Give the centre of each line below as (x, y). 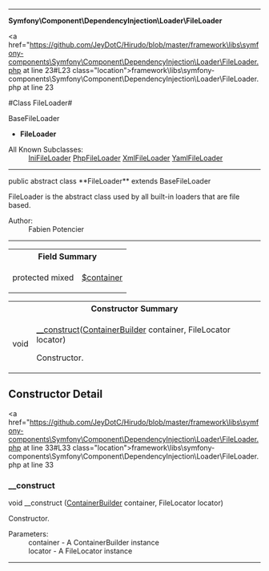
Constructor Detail (55, 394)
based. (20, 205)
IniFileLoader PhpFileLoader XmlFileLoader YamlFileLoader (126, 158)
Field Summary (68, 256)
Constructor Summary (134, 308)
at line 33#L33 (47, 447)
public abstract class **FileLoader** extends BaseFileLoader (110, 181)
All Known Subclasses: (46, 150)
